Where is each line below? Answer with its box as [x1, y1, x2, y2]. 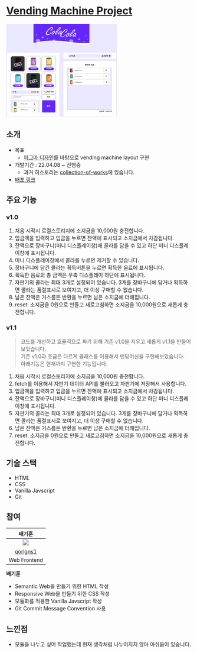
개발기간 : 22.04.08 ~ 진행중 [14, 161, 81, 168]
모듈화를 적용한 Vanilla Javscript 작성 [14, 597, 102, 604]
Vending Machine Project [6, 4, 133, 18]
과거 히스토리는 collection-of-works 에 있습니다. [23, 169, 135, 176]
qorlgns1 [14, 548, 37, 555]
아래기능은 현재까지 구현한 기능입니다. [20, 360, 108, 367]
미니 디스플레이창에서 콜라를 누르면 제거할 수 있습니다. [14, 257, 140, 264]
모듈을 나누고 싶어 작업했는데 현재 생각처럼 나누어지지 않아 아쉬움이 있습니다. [14, 641, 192, 648]
